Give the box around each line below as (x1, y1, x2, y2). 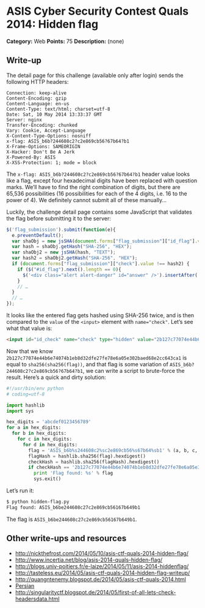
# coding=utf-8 (6, 391, 45, 397)
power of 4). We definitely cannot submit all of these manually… (6, 196, 167, 203)
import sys (6, 408, 34, 414)
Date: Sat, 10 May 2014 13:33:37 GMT (6, 111, 103, 118)
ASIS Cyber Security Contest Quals (6, 4, 189, 18)
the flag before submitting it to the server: (6, 214, 111, 222)
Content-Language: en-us (6, 100, 70, 107)
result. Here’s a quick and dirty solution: (6, 373, 106, 381)
